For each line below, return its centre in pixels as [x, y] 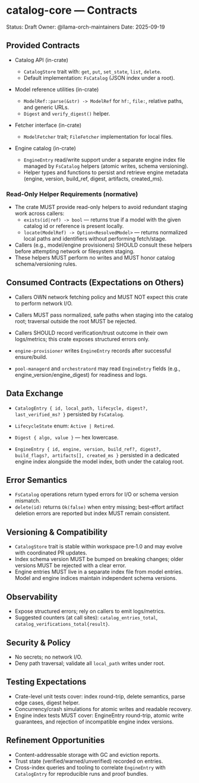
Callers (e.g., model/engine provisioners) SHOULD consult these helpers [103, 245]
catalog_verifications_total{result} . [62, 624]
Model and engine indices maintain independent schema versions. [96, 578]
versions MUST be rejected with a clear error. [70, 566]
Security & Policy [39, 643]
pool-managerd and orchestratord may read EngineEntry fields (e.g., [97, 368]
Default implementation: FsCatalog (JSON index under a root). [99, 77]
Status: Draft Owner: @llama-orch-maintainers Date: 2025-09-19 [86, 27]
